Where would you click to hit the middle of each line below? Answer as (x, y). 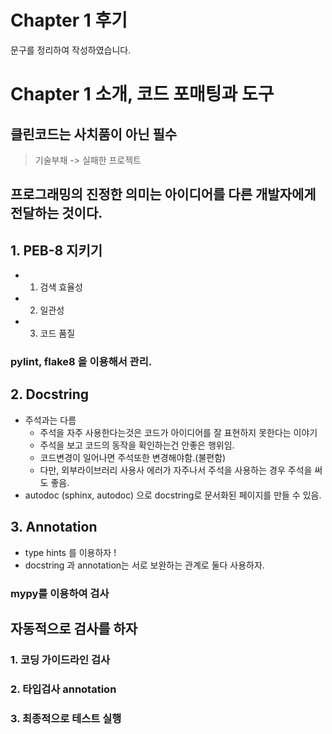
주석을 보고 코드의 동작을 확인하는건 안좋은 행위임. (137, 445)
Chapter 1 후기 (69, 20)
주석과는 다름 (50, 420)
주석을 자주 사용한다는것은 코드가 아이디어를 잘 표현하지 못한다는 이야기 (178, 432)
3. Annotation (54, 527)
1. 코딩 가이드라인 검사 (60, 659)
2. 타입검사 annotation (63, 689)
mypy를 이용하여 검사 (60, 593)
